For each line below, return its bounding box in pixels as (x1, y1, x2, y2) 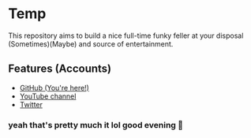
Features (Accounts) (8, 62, 112, 76)
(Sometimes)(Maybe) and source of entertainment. (8, 39, 174, 48)
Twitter (19, 99, 43, 109)
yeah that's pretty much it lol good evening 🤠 (8, 119, 184, 130)
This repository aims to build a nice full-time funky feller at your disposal (8, 31, 244, 40)
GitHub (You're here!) (19, 83, 89, 92)
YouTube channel (19, 91, 77, 101)
